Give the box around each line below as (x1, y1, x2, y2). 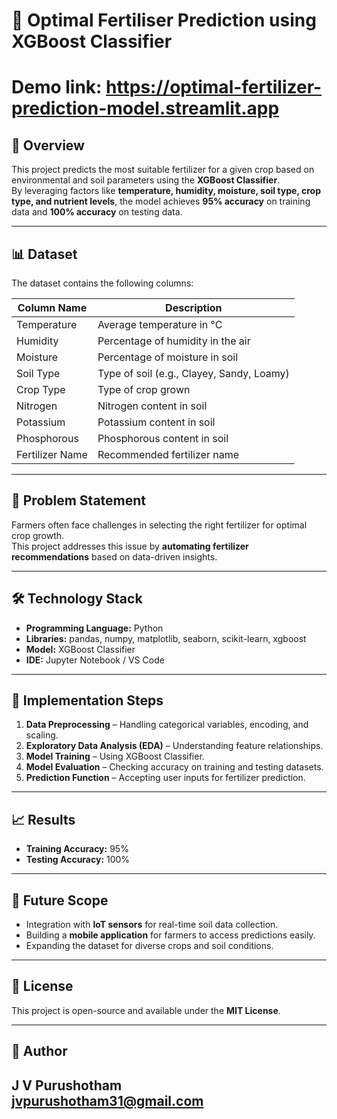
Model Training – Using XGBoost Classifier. (25, 750, 205, 763)
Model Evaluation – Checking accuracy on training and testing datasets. (25, 761, 324, 773)
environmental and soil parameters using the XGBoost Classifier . (11, 174, 281, 186)
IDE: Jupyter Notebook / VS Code (25, 654, 165, 666)
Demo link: (11, 76, 103, 99)
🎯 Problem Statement (11, 492, 147, 509)
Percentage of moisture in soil (97, 350, 239, 364)
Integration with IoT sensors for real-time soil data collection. (25, 919, 279, 931)
